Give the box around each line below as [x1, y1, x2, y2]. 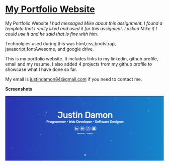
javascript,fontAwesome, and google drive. [5, 46, 94, 52]
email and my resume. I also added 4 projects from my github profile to [5, 61, 152, 67]
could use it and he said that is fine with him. [5, 31, 98, 37]
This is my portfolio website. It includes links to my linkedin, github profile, [5, 55, 158, 61]
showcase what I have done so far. [5, 66, 77, 72]
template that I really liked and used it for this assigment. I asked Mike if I [5, 25, 157, 31]
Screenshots [5, 86, 33, 92]
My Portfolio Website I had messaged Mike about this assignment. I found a [5, 20, 162, 26]
